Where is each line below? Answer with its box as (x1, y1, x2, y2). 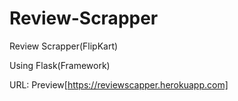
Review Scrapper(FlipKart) (9, 40, 119, 52)
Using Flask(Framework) (9, 59, 111, 71)
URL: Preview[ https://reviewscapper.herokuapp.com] (9, 78, 229, 91)
